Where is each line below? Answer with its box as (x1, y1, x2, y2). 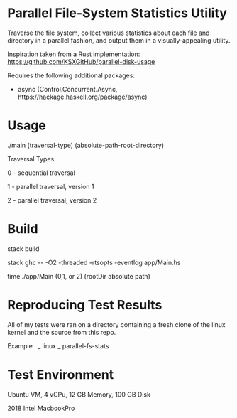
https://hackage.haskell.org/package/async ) (17, 92, 148, 101)
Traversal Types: (7, 154, 56, 163)
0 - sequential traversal (7, 168, 76, 177)
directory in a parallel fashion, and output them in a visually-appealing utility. (7, 36, 231, 44)
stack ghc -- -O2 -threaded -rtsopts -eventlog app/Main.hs (7, 258, 181, 267)
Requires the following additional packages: (7, 71, 135, 80)
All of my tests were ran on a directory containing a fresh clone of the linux (7, 320, 226, 328)
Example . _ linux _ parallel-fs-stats (7, 341, 109, 350)
